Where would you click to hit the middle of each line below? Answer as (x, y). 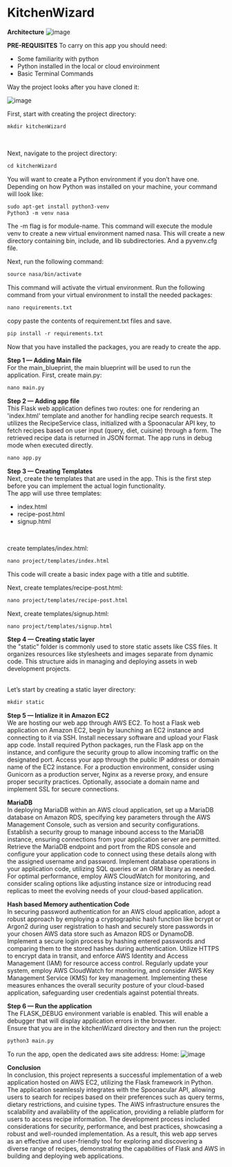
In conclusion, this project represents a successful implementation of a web (115, 1075)
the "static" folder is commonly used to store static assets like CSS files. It (112, 647)
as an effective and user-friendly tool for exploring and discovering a (105, 1141)
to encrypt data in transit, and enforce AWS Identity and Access (98, 956)
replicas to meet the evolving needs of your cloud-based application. (105, 891)
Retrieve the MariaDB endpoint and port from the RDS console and (102, 847)
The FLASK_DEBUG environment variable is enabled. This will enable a (108, 1014)
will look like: (25, 194)
